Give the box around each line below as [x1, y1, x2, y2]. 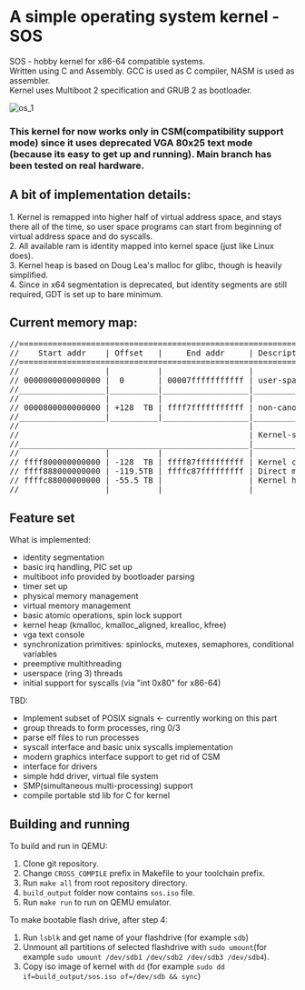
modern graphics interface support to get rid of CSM [22, 752, 221, 763]
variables [22, 648, 57, 660]
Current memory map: [9, 315, 138, 331]
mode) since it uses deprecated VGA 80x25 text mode [9, 136, 253, 149]
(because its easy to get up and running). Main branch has [9, 147, 272, 160]
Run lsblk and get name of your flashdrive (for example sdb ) [22, 932, 250, 943]
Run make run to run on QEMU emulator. [22, 897, 172, 908]
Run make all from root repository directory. [22, 877, 188, 888]
